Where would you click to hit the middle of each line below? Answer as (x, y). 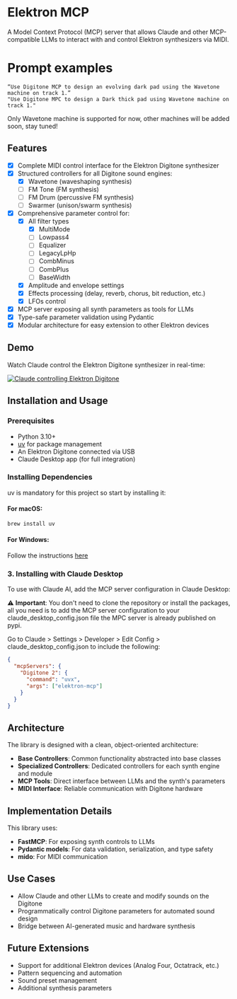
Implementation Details (60, 811)
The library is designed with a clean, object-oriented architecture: (103, 745)
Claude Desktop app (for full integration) (76, 459)
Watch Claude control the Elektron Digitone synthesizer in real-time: (106, 364)
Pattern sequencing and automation (70, 973)
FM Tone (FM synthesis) (63, 189)
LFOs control (47, 301)
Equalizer (52, 246)
